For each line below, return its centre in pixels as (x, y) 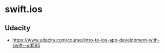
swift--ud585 (26, 45)
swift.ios (24, 9)
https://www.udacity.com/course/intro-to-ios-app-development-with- (86, 40)
